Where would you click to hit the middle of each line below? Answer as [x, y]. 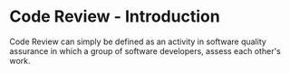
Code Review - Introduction [115, 17]
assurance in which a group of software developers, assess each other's [145, 50]
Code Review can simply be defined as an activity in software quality [138, 41]
